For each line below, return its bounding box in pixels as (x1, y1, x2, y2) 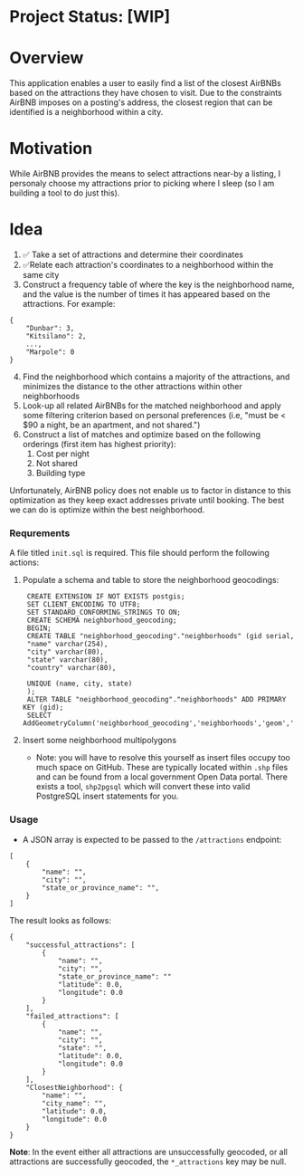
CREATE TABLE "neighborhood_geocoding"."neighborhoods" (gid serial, (26, 632, 295, 641)
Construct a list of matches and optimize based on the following (22, 429, 260, 440)
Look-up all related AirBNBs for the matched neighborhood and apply (22, 400, 282, 411)
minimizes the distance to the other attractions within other (22, 381, 242, 391)
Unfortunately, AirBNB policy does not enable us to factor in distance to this (9, 485, 291, 495)
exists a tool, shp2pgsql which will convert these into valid (35, 781, 251, 792)
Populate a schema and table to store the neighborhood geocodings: (22, 575, 279, 586)
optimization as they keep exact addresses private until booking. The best (9, 495, 285, 505)
